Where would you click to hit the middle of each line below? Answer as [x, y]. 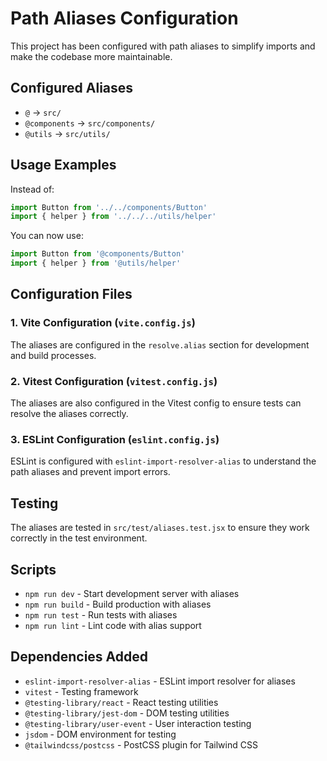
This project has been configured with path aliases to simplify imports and [163, 46]
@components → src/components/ [90, 123]
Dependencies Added [79, 657]
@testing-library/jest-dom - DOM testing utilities [127, 713]
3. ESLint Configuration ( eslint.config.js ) [115, 439]
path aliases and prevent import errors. [90, 472]
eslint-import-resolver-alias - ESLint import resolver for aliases [160, 681]
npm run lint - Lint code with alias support [113, 625]
